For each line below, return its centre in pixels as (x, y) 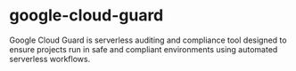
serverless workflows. (50, 59)
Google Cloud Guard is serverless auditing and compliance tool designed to (148, 40)
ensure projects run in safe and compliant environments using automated (144, 49)
